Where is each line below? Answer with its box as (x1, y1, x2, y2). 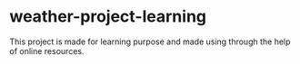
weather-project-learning (9, 6, 207, 27)
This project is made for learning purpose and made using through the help (9, 36, 291, 47)
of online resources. (9, 45, 85, 56)
